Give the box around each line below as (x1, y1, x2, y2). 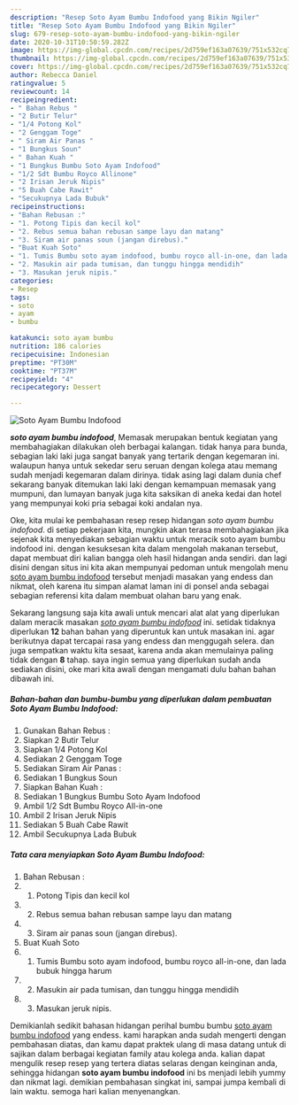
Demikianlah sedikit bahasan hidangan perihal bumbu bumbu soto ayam (10, 1020, 272, 1032)
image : (10, 46, 34, 55)
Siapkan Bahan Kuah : (22, 782, 103, 792)
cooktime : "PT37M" (10, 367, 78, 375)
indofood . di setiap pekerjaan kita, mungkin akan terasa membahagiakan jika (10, 524, 289, 536)
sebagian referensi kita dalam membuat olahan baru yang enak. (10, 591, 242, 601)
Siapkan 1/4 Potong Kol (22, 745, 108, 755)
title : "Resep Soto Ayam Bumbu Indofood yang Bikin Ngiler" (10, 21, 237, 30)
